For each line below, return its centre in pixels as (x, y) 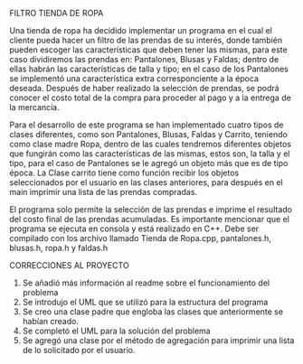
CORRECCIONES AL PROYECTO (69, 265)
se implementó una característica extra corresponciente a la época (134, 79)
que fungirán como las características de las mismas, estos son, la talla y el (150, 154)
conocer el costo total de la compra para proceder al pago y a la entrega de (150, 98)
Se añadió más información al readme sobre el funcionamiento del (146, 283)
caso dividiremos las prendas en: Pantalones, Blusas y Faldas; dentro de (144, 59)
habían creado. (51, 321)
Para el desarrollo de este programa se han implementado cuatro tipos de (147, 125)
